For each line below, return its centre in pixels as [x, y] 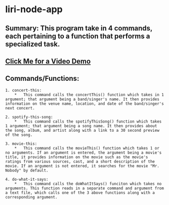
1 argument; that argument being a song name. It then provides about [81, 126]
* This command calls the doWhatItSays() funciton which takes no [88, 184]
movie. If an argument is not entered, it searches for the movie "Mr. [82, 166]
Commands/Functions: [42, 79]
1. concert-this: [24, 90]
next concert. [20, 108]
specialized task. [33, 44]
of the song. [19, 135]
